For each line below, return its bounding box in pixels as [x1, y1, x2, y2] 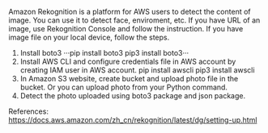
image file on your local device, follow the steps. [8, 32, 170, 42]
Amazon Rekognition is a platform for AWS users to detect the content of [8, 7, 251, 16]
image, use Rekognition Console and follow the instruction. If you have [8, 24, 244, 33]
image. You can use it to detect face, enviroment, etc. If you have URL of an [8, 15, 261, 25]
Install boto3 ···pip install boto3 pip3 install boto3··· [19, 48, 189, 57]
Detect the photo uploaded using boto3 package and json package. [19, 91, 246, 100]
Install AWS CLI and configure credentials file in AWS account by [19, 56, 236, 66]
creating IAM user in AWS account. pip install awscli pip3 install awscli [19, 65, 255, 75]
